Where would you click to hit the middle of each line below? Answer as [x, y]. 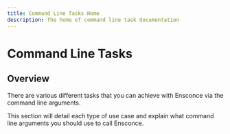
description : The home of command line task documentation [93, 20]
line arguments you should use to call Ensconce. [76, 123]
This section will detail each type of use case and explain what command [111, 116]
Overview [28, 79]
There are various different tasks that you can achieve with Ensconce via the [115, 95]
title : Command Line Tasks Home [53, 13]
